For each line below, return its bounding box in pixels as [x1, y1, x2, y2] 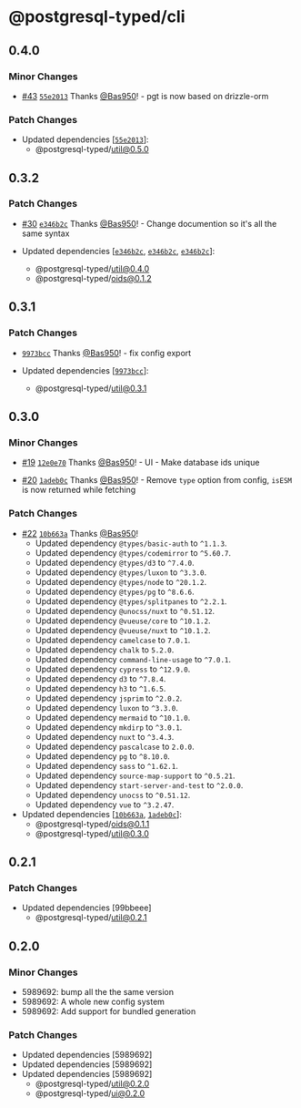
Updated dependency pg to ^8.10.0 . [35, 750, 170, 762]
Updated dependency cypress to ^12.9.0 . [35, 663, 191, 674]
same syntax [21, 228, 70, 239]
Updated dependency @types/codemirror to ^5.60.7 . [35, 547, 232, 558]
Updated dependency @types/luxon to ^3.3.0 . [35, 567, 207, 578]
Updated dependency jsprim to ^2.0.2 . [35, 692, 183, 703]
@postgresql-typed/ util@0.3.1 [35, 383, 147, 394]
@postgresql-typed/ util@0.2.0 [35, 1078, 150, 1090]
